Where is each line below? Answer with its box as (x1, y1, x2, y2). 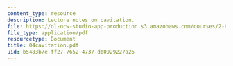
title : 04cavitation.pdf (7, 42, 79, 49)
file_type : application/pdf (7, 29, 89, 36)
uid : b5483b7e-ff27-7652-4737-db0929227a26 (7, 49, 135, 56)
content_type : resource (7, 10, 76, 17)
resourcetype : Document (7, 36, 76, 43)
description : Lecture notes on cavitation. (7, 16, 135, 23)
